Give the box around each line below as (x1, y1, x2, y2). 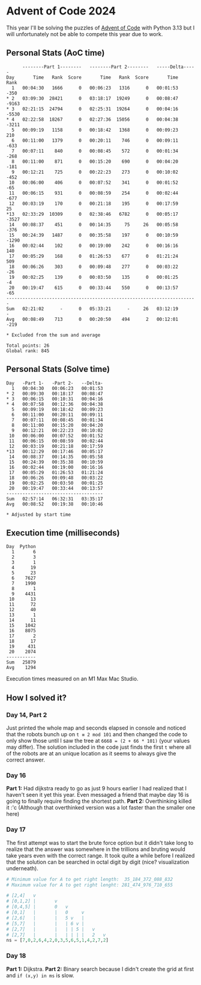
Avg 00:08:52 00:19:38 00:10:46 (6, 501, 103, 507)
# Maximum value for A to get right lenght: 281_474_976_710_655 (6, 882, 173, 888)
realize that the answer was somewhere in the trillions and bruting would (6, 846, 186, 853)
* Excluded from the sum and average (6, 332, 101, 338)
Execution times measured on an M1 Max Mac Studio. (6, 675, 139, 683)
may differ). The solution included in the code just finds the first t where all (6, 743, 192, 751)
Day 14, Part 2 (6, 710, 47, 719)
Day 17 (6, 825, 26, 834)
